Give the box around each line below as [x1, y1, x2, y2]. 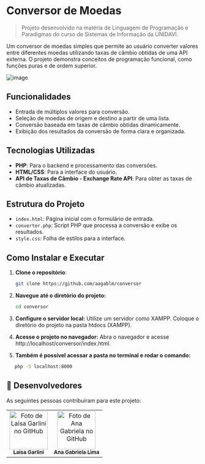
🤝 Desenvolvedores [6, 381, 83, 391]
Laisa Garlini [13, 449, 45, 456]
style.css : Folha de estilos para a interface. [15, 234, 126, 242]
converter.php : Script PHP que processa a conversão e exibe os [15, 222, 177, 229]
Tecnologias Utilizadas [6, 145, 95, 156]
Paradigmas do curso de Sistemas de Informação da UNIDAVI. [21, 30, 179, 37]
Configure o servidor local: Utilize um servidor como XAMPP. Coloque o [15, 314, 199, 322]
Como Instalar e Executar [6, 252, 105, 263]
